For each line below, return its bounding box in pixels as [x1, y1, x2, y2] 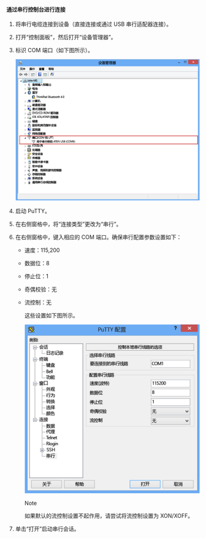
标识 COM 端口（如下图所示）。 [15, 47, 94, 54]
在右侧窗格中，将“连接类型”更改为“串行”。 [15, 220, 122, 227]
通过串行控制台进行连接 [6, 6, 66, 13]
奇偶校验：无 [24, 286, 57, 293]
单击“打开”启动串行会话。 [15, 525, 80, 532]
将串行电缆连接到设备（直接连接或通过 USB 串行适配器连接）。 [15, 20, 172, 28]
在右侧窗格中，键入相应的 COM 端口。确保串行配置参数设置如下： [15, 233, 182, 241]
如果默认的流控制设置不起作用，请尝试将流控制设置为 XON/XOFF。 [24, 512, 194, 520]
